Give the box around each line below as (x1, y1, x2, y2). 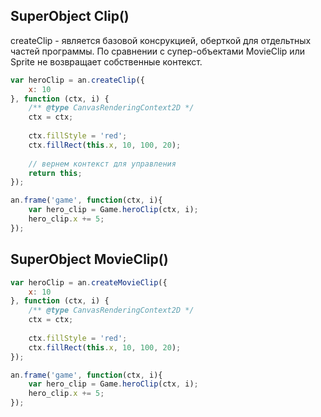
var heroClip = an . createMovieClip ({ (10, 277, 168, 288)
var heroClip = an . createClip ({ (10, 75, 145, 85)
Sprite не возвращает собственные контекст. (10, 55, 203, 68)
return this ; (28, 168, 83, 178)
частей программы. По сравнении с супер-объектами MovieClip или (10, 45, 305, 57)
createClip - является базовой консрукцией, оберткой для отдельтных (10, 34, 312, 46)
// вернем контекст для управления (28, 159, 177, 169)
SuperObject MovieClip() (10, 251, 169, 268)
